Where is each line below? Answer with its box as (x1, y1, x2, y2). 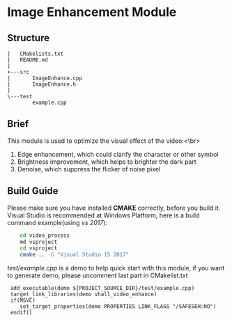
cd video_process (20, 231, 70, 239)
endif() (10, 309, 33, 316)
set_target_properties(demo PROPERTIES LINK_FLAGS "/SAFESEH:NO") (20, 303, 217, 310)
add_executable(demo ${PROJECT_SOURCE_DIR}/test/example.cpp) (10, 285, 195, 292)
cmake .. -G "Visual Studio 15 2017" (20, 252, 130, 259)
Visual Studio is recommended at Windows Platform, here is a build (7, 210, 200, 220)
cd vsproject (20, 245, 58, 252)
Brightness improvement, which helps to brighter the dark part (17, 158, 196, 166)
